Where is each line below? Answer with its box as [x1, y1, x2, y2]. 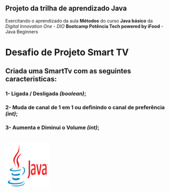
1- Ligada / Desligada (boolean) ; [5, 90, 87, 97]
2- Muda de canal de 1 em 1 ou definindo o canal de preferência [5, 104, 165, 111]
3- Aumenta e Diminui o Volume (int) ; [5, 124, 100, 131]
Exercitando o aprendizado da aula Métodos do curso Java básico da [5, 17, 153, 24]
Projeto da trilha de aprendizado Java [5, 4, 127, 13]
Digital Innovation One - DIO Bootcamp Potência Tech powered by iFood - [5, 23, 164, 29]
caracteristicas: [5, 75, 57, 83]
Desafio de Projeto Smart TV [5, 47, 129, 58]
